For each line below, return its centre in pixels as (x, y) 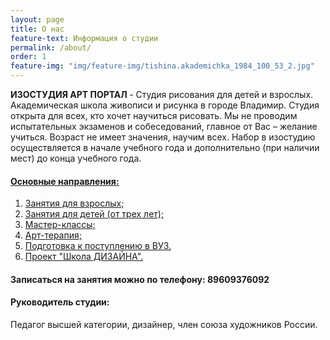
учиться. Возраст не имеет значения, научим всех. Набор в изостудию (163, 137)
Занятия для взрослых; (74, 203)
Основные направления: (65, 181)
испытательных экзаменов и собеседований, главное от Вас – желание (164, 126)
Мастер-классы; (60, 225)
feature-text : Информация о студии (84, 38)
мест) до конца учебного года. (76, 158)
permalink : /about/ (51, 47)
